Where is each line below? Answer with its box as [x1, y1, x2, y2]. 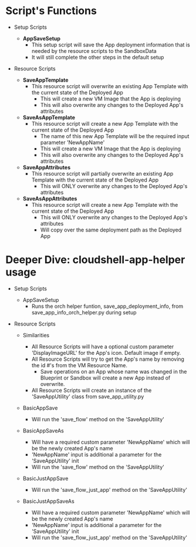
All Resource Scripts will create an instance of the [31, 387, 152, 394]
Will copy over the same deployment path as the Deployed [40, 226, 182, 233]
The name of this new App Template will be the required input [40, 132, 190, 139]
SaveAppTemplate [22, 76, 69, 83]
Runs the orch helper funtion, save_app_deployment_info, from [31, 303, 184, 310]
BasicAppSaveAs [22, 427, 64, 434]
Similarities [22, 331, 50, 338]
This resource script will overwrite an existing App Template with [31, 82, 188, 89]
